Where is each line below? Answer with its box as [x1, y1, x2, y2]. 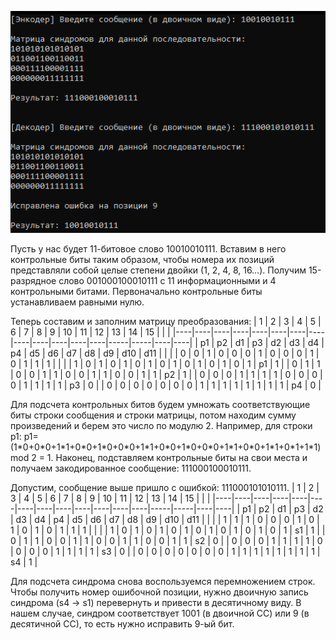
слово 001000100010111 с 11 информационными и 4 [58, 274, 277, 286]
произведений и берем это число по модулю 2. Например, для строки [10, 419, 313, 431]
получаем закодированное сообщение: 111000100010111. [10, 462, 252, 474]
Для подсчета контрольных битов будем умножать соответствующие [10, 398, 311, 410]
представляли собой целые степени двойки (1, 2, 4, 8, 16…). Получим [10, 264, 307, 276]
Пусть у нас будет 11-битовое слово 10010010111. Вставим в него [10, 242, 287, 255]
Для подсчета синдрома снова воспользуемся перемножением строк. [10, 575, 316, 587]
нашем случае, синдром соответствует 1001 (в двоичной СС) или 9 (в [10, 607, 310, 619]
